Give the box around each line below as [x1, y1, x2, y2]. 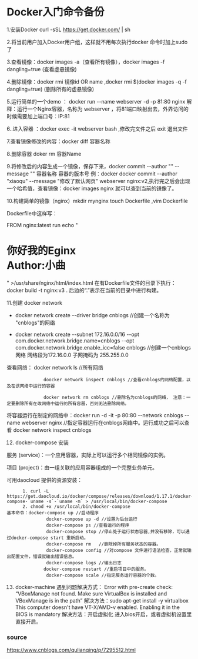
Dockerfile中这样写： [6, 209, 58, 217]
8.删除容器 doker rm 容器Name [6, 150, 82, 157]
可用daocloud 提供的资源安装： [6, 476, 83, 483]
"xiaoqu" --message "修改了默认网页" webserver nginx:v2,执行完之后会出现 [6, 177, 190, 184]
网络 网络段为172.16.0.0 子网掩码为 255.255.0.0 [15, 351, 129, 358]
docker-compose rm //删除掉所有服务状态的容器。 [46, 541, 161, 547]
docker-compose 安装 [15, 439, 69, 446]
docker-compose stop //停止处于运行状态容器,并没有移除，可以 [46, 528, 186, 534]
